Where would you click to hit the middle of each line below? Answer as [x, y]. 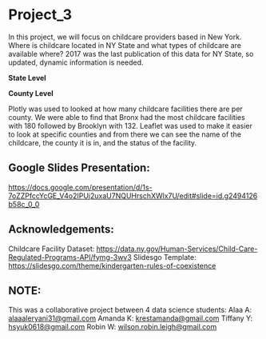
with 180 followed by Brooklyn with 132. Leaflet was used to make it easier [131, 126]
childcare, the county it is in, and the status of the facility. [103, 142]
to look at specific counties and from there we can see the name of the [125, 134]
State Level [27, 78]
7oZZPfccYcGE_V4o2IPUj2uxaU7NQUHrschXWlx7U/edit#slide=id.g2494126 [133, 195]
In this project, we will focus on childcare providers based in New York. [125, 37]
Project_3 [40, 15]
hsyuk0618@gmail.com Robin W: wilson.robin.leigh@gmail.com [113, 327]
